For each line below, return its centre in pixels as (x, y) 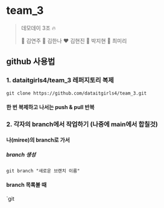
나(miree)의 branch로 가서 (38, 140)
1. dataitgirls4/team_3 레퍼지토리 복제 (60, 80)
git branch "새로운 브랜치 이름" (43, 171)
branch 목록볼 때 (27, 185)
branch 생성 (21, 155)
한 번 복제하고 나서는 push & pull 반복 (50, 107)
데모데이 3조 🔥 (38, 28)
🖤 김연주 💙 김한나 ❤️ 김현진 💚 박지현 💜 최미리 (74, 40)
